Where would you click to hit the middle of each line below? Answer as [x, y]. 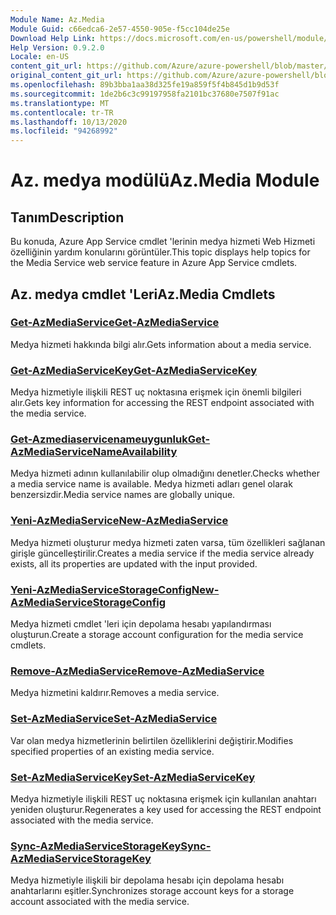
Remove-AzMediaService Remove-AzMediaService [137, 671]
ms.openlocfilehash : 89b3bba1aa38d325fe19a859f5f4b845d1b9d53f [145, 85]
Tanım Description [67, 217]
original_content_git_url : [66, 76]
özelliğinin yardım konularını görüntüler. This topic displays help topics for [160, 252]
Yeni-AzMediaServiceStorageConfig [101, 589]
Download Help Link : [53, 38]
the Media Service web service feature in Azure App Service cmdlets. [154, 263]
